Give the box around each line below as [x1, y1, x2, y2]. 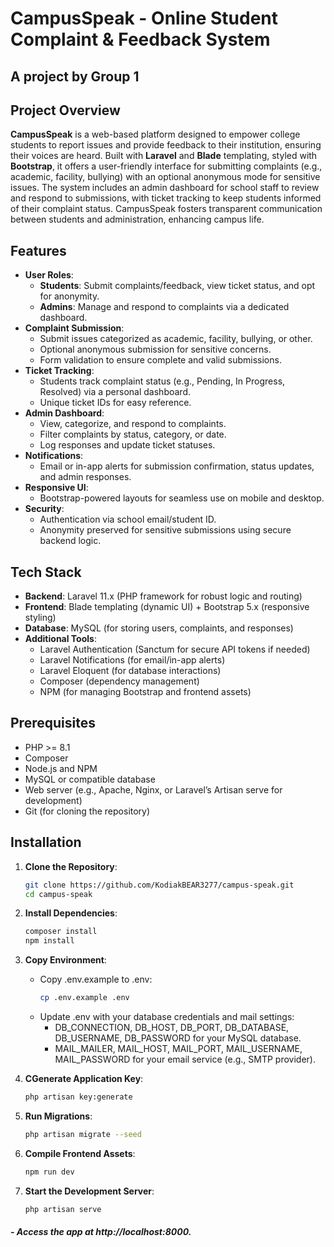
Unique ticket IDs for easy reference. [39, 397, 192, 409]
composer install [24, 927, 98, 937]
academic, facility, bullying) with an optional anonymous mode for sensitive [10, 171, 321, 183]
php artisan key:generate [24, 1092, 133, 1102]
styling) [24, 612, 57, 624]
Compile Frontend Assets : [24, 1147, 136, 1159]
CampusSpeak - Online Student [10, 7, 279, 30]
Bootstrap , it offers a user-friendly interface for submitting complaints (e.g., [10, 160, 323, 172]
